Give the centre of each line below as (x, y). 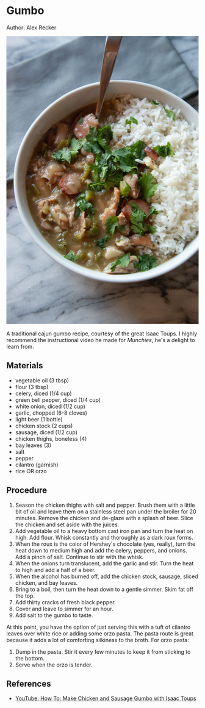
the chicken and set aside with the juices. (67, 524)
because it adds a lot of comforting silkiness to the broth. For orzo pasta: (98, 640)
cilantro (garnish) (37, 465)
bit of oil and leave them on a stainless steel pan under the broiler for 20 (106, 511)
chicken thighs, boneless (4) (51, 438)
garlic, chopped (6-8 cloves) (51, 413)
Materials (25, 366)
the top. (25, 596)
